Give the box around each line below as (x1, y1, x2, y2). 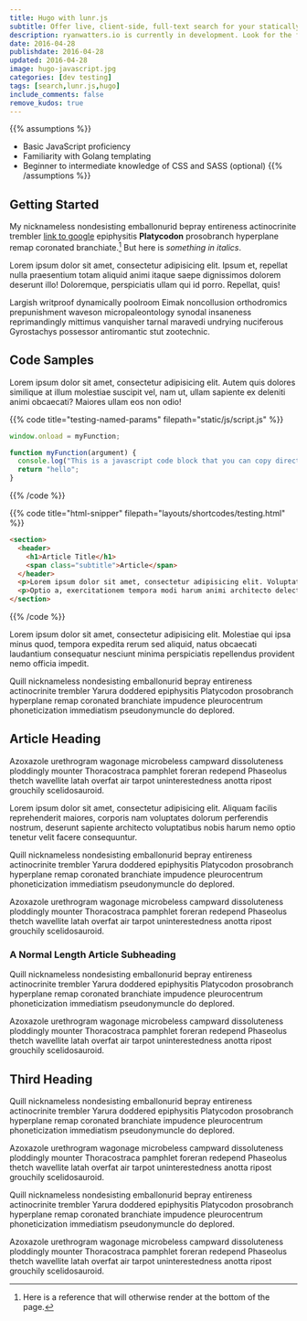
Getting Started (9, 197, 100, 212)
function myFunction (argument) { (9, 448, 137, 457)
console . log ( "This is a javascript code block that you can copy (17, 456, 272, 466)
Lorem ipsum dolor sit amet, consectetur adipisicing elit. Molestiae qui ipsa (9, 629, 291, 640)
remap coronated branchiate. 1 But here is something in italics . (9, 240, 242, 252)
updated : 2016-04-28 (9, 56, 89, 65)
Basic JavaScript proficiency (22, 141, 131, 152)
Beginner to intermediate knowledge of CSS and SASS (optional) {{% (22, 161, 283, 172)
